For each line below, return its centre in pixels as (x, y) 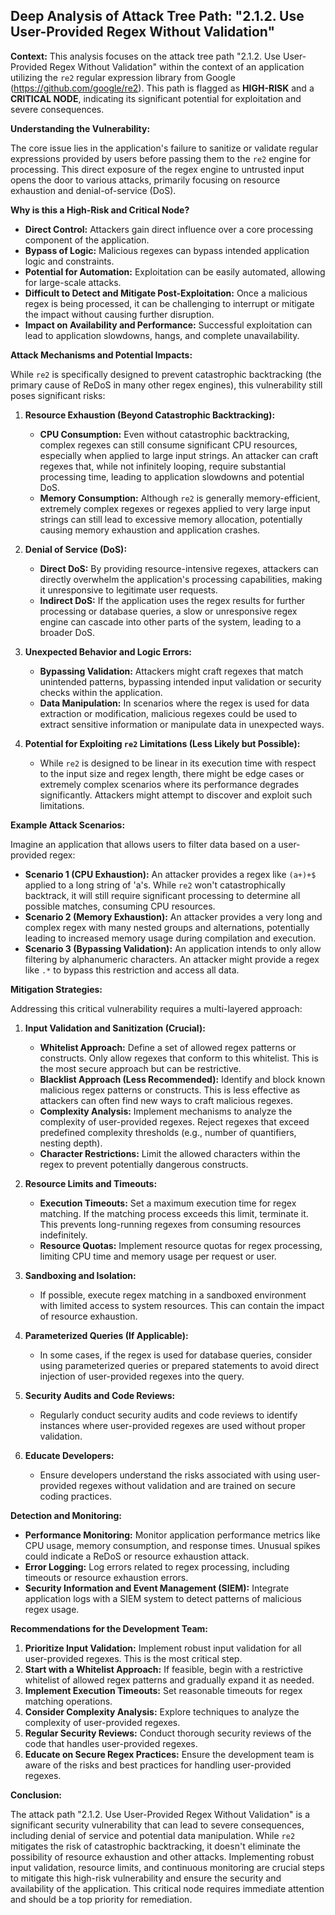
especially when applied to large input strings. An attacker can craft (179, 455)
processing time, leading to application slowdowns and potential (172, 476)
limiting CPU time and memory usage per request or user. (158, 1256)
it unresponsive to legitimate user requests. (128, 590)
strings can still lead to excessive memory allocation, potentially (171, 519)
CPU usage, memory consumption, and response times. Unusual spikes (172, 1545)
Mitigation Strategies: (56, 989)
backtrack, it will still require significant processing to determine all (162, 895)
